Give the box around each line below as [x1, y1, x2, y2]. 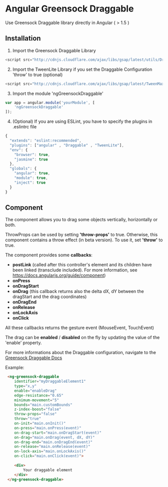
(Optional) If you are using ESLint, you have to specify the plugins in [12, 118, 152, 124]
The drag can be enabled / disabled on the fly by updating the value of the [5, 335, 160, 341]
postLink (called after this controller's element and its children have [12, 262, 152, 268]
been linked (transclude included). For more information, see [12, 267, 137, 273]
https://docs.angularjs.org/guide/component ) [12, 272, 106, 278]
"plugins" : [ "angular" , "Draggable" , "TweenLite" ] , [9, 142, 124, 148]
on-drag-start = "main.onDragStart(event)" [14, 430, 101, 435]
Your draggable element [23, 467, 72, 472]
